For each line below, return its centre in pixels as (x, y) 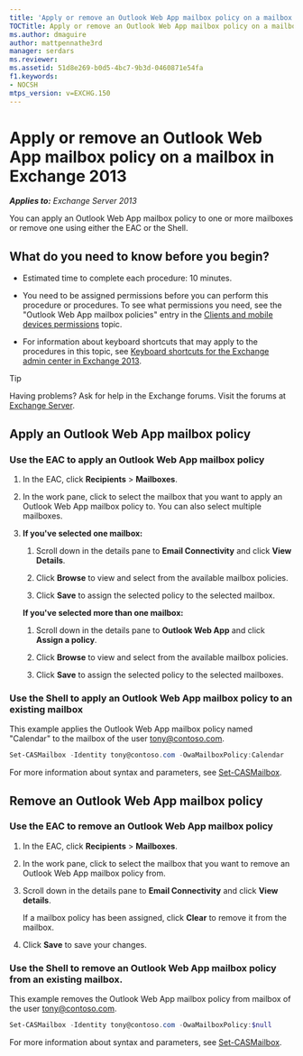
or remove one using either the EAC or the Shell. (99, 228)
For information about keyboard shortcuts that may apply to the (140, 342)
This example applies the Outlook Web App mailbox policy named (131, 729)
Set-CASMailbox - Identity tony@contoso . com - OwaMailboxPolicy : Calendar (147, 755)
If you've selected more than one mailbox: (103, 612)
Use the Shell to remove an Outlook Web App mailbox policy (143, 968)
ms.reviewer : (34, 60)
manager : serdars (42, 51)
